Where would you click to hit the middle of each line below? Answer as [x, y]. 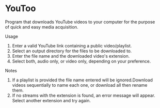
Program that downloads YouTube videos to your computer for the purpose [80, 22]
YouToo [21, 8]
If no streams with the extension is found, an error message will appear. [83, 95]
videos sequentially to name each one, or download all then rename [80, 85]
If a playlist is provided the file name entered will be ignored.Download [82, 80]
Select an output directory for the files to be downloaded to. [72, 51]
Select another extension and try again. [51, 100]
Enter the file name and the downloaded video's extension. [71, 56]
